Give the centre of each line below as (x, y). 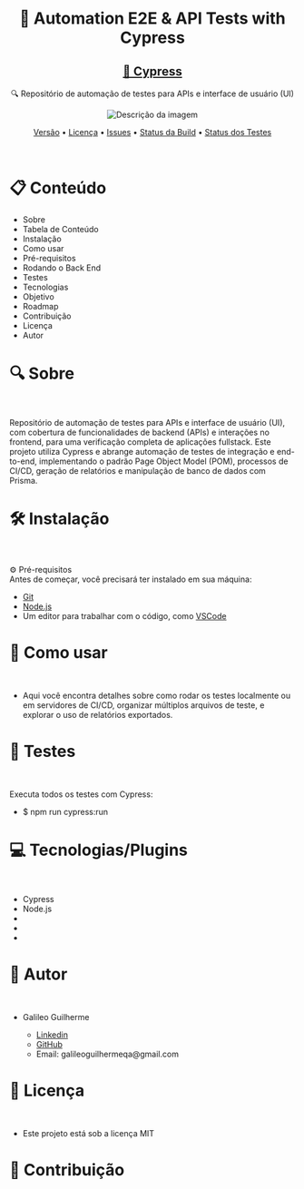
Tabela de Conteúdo (61, 229)
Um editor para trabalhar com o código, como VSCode (124, 615)
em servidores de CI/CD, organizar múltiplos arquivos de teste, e (143, 705)
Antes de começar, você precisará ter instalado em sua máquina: (131, 579)
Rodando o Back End (62, 268)
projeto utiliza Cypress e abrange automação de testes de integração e (142, 451)
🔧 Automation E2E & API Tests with (152, 19)
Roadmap (40, 306)
